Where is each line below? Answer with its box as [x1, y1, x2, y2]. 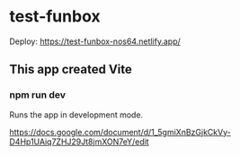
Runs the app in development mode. [9, 109, 144, 120]
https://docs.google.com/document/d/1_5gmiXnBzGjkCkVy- [9, 126, 231, 137]
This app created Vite [9, 62, 133, 77]
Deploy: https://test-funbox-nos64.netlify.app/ [9, 36, 182, 47]
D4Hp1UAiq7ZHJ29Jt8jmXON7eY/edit [9, 136, 150, 147]
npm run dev [9, 89, 66, 101]
